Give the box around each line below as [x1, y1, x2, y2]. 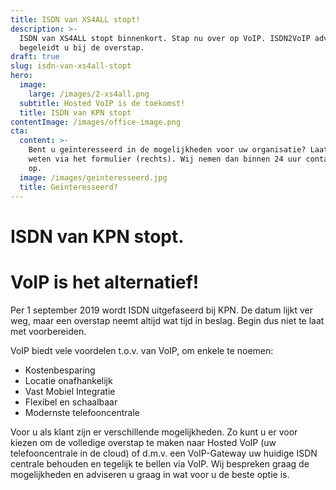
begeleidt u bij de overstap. [19, 42, 145, 53]
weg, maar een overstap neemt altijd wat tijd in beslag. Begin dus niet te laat [10, 314, 325, 326]
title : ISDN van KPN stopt [19, 107, 132, 118]
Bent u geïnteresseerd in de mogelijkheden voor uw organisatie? [28, 145, 307, 155]
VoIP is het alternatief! [10, 271, 200, 293]
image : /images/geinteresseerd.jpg [19, 172, 168, 183]
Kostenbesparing [24, 364, 96, 376]
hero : [10, 71, 33, 81]
